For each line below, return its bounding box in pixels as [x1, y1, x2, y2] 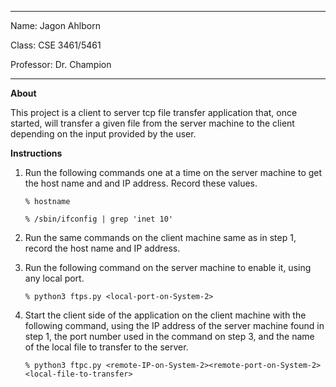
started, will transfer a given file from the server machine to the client [10, 117, 295, 129]
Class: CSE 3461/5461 [10, 39, 102, 51]
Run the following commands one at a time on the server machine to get [24, 167, 323, 178]
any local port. [24, 272, 85, 284]
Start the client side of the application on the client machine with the [24, 309, 307, 321]
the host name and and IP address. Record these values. [24, 177, 258, 189]
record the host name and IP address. [24, 242, 181, 254]
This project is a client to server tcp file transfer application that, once [10, 107, 298, 118]
